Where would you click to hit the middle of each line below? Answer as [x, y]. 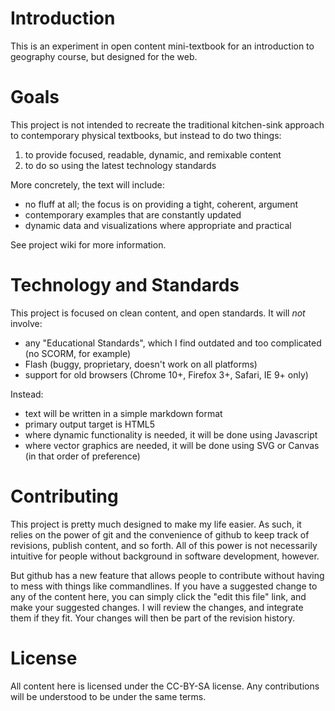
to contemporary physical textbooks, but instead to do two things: [146, 135]
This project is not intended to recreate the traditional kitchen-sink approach [167, 124]
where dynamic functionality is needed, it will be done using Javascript [171, 434]
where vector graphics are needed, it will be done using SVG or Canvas [172, 445]
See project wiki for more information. [88, 244]
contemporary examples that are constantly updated [133, 214]
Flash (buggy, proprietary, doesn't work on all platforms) [141, 364]
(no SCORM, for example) [78, 353]
